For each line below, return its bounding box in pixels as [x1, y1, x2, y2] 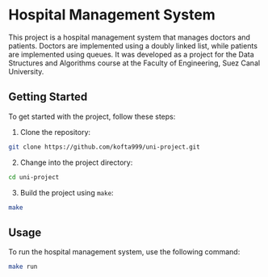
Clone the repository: [19, 127, 91, 136]
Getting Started [8, 90, 88, 104]
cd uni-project [8, 173, 60, 181]
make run [8, 262, 38, 271]
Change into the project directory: [19, 157, 133, 167]
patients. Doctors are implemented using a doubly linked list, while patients [8, 40, 258, 50]
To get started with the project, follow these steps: [8, 111, 176, 121]
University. [8, 66, 44, 76]
